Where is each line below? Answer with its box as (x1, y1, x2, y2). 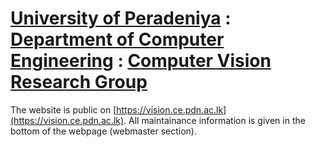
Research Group (10, 71, 148, 94)
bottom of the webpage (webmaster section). (10, 125, 197, 137)
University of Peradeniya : (10, 7, 232, 30)
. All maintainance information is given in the (123, 114, 306, 126)
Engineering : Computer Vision (10, 50, 272, 72)
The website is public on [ (10, 103, 117, 116)
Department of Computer (10, 28, 225, 51)
